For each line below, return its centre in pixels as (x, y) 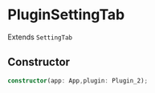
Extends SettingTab (40, 37)
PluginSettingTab (66, 15)
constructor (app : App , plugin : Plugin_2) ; (78, 81)
